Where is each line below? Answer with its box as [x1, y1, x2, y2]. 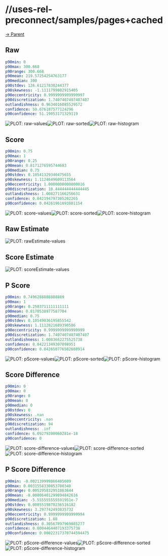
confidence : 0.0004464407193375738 [5, 526, 80, 531]
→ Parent [5, 31, 25, 37]
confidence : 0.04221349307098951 [5, 342, 76, 347]
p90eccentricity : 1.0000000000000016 [5, 182, 85, 187]
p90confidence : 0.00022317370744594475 [5, 531, 90, 536]
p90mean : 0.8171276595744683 [5, 163, 67, 168]
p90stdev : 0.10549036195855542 [5, 318, 71, 323]
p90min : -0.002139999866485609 [5, 479, 71, 484]
